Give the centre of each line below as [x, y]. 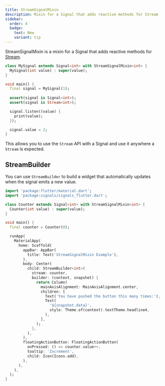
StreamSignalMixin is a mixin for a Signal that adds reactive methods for [79, 51]
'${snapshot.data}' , [71, 306]
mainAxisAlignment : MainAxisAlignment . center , [89, 287]
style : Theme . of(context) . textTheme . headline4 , [99, 310]
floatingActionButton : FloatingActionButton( [71, 342]
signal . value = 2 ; [29, 129]
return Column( [52, 282]
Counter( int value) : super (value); [47, 209]
